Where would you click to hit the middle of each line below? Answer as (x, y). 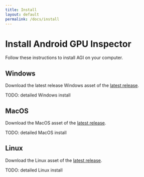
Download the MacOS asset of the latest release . (56, 122)
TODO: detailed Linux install (34, 170)
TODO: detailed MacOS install (36, 132)
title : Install (21, 10)
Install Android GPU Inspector (68, 44)
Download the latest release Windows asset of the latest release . (72, 85)
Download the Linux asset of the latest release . (54, 160)
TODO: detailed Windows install (38, 95)
